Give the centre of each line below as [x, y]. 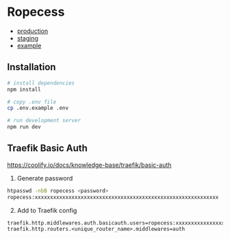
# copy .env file [32, 102]
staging [28, 38]
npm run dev [24, 127]
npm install [24, 89]
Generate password [45, 178]
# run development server [44, 121]
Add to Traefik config [47, 210]
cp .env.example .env [38, 108]
